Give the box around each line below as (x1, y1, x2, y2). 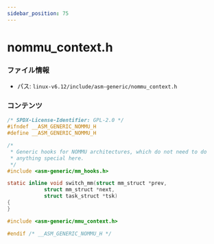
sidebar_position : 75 (7, 10, 69, 17)
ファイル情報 (7, 65, 50, 75)
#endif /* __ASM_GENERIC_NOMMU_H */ (7, 230, 112, 237)
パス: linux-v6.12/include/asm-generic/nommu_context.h (16, 82, 178, 90)
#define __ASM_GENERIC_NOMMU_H (7, 130, 97, 137)
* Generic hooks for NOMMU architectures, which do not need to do (10, 148, 207, 155)
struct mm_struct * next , (43, 186, 115, 193)
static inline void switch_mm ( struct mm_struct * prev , (7, 180, 167, 187)
